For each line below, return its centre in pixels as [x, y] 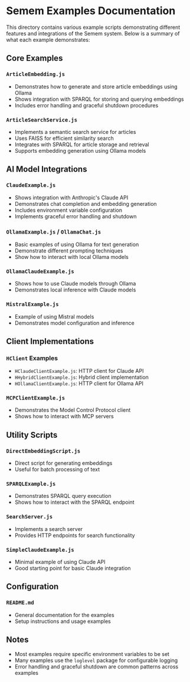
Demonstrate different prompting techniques [69, 250]
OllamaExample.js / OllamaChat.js [54, 231]
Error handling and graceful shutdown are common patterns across [96, 666]
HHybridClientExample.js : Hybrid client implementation [82, 377]
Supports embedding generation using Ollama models [80, 150]
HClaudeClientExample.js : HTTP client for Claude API [79, 371]
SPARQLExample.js [31, 484]
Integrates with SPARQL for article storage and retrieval [82, 144]
